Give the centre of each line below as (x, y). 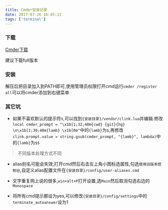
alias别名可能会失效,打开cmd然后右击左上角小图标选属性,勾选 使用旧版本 (85, 164)
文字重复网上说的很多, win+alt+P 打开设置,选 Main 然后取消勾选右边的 (81, 181)
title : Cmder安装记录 (26, 10)
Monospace (23, 186)
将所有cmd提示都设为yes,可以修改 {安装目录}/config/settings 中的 (80, 196)
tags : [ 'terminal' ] (26, 19)
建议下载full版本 (22, 60)
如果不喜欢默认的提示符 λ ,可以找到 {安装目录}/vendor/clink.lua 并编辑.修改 (88, 119)
